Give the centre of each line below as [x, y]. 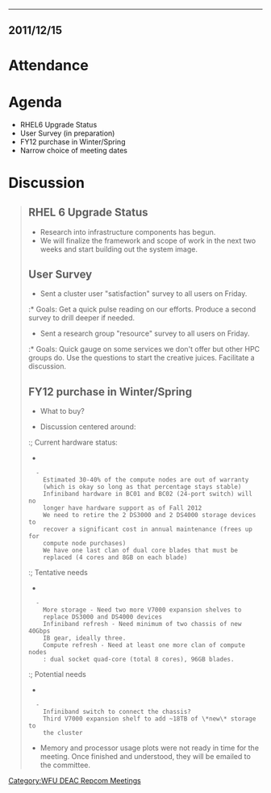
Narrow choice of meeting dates [73, 150]
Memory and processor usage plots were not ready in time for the [150, 748]
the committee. [65, 765]
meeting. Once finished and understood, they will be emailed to [146, 757]
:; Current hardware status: [73, 442]
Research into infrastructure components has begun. [128, 232]
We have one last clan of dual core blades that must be [141, 551]
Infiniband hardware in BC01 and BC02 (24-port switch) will [148, 494]
